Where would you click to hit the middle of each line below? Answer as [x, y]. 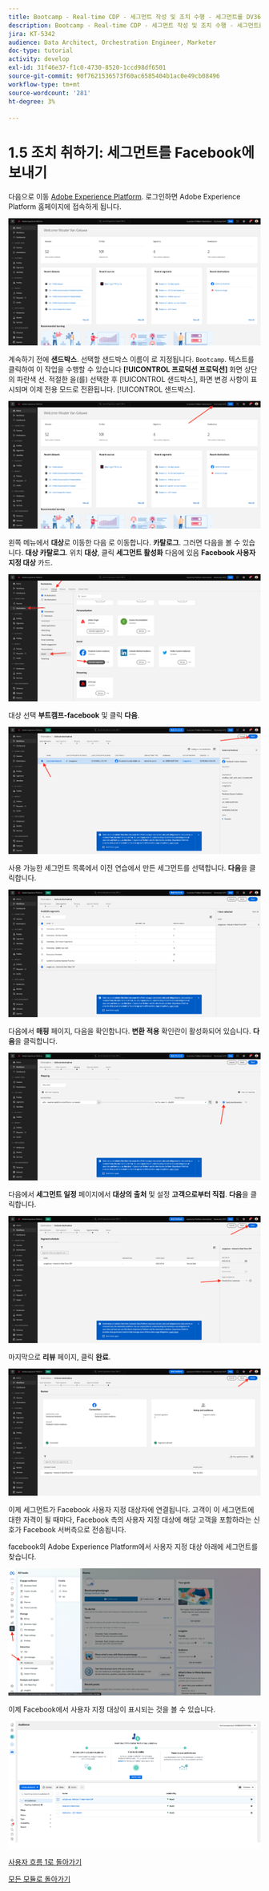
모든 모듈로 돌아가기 [39, 1879]
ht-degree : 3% [32, 101]
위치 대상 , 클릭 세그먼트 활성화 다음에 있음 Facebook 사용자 [163, 552]
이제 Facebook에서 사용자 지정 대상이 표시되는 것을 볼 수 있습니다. [112, 1709]
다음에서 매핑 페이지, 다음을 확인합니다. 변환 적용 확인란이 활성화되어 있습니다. [130, 1031]
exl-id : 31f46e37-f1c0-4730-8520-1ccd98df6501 [87, 68]
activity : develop [39, 59]
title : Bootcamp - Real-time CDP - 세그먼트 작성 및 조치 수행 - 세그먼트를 [126, 17]
